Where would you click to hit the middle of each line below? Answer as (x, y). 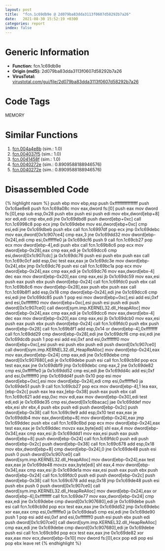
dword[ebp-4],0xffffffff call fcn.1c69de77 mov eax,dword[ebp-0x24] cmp (80, 496)
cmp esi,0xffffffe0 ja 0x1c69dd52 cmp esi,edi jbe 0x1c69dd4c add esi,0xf (80, 370)
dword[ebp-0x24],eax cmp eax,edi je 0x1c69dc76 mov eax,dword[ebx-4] (80, 271)
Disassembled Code (47, 190)
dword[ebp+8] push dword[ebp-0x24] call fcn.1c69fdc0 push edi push (77, 438)
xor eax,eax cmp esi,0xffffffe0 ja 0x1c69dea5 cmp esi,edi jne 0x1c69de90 (80, 512)
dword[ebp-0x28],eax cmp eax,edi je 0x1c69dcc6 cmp (61, 250)
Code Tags (28, 102)
